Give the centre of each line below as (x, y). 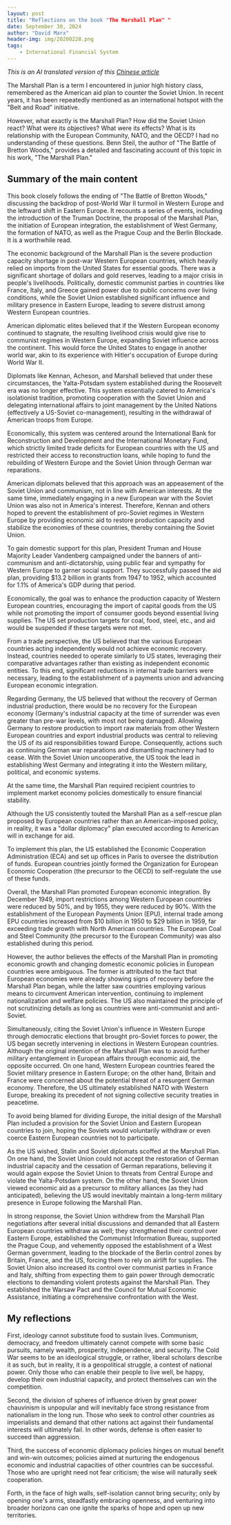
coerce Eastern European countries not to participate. (83, 1138)
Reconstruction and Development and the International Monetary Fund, (108, 441)
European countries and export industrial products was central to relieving (112, 735)
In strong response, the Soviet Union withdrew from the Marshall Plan (106, 1216)
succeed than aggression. (44, 1436)
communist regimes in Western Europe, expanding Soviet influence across (113, 340)
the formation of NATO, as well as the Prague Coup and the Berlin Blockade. (115, 232)
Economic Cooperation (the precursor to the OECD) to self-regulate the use (114, 871)
